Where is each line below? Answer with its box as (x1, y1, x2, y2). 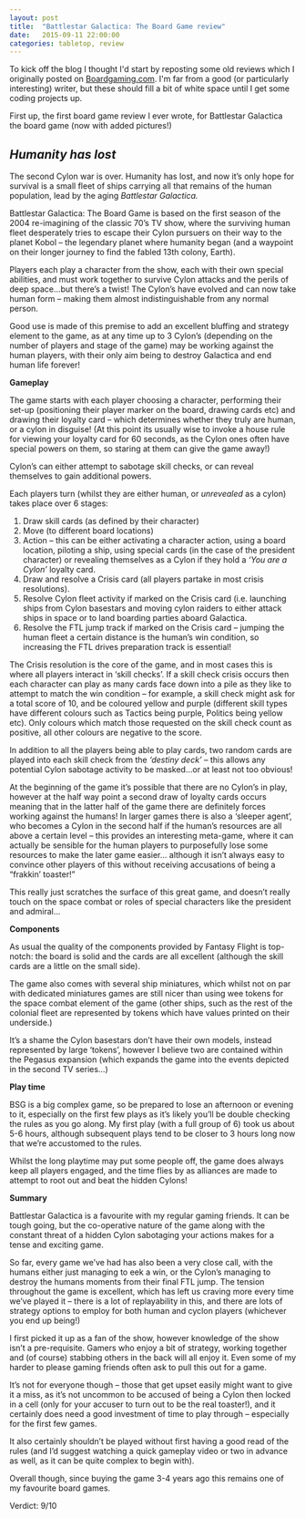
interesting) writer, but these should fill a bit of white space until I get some (9, 83, 290, 94)
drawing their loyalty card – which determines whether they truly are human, (9, 414, 296, 425)
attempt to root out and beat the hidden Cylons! (9, 1175, 188, 1186)
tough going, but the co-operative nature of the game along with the (9, 1220, 266, 1231)
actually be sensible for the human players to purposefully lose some (9, 840, 269, 851)
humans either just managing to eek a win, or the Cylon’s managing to (9, 1266, 271, 1277)
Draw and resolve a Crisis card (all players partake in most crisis (22, 573, 264, 584)
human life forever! (9, 359, 80, 370)
